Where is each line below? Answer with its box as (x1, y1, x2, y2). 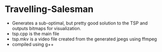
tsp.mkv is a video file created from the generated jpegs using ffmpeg (12, 36, 157, 42)
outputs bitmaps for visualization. (12, 25, 82, 31)
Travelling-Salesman (5, 3, 94, 15)
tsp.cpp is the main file (12, 30, 59, 36)
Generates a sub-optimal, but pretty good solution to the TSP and (12, 20, 148, 26)
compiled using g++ (12, 41, 54, 47)
